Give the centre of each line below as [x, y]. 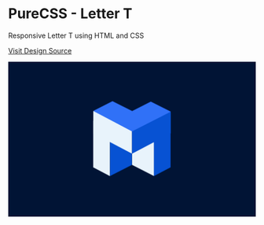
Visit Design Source [40, 50]
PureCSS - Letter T [70, 14]
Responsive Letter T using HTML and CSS [76, 35]
